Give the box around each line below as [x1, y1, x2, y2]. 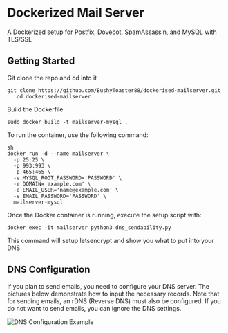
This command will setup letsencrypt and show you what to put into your [7, 236, 214, 244]
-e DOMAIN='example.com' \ [13, 180, 91, 188]
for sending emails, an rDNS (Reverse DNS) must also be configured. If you [7, 296, 221, 305]
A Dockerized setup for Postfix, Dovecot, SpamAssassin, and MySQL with [7, 28, 217, 36]
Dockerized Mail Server [7, 5, 145, 21]
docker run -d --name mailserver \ [7, 150, 110, 157]
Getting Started [7, 55, 75, 67]
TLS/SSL [7, 35, 32, 43]
